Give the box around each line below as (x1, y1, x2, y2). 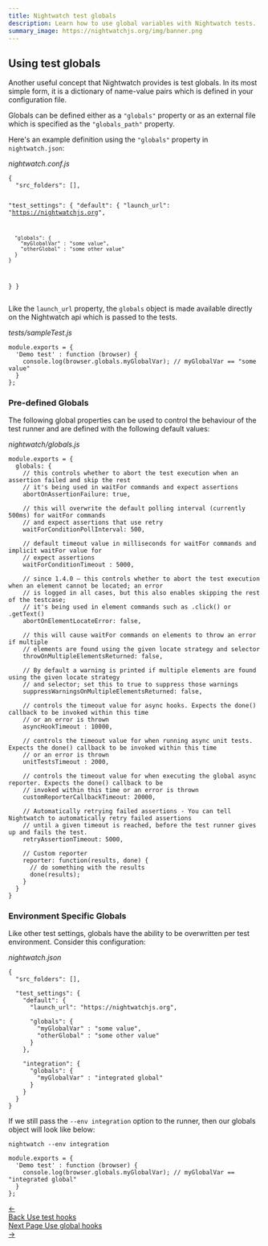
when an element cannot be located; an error (8, 582, 163, 590)
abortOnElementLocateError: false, (22, 617, 142, 625)
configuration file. (8, 95, 67, 105)
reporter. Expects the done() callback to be (8, 779, 163, 787)
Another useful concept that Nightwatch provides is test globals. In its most (8, 78, 258, 88)
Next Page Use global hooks (8, 1221, 103, 1231)
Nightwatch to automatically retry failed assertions (8, 815, 193, 823)
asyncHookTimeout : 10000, (22, 723, 113, 731)
